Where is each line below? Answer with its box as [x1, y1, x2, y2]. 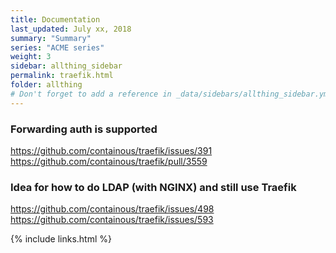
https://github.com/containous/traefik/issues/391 [10, 144, 213, 156]
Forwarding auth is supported [10, 122, 158, 136]
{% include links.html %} [10, 233, 112, 245]
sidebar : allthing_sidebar [10, 61, 123, 71]
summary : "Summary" [10, 33, 92, 43]
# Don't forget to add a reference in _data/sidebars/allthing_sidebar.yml [10, 89, 333, 99]
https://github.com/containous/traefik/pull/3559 [10, 155, 208, 167]
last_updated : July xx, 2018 [10, 24, 132, 34]
